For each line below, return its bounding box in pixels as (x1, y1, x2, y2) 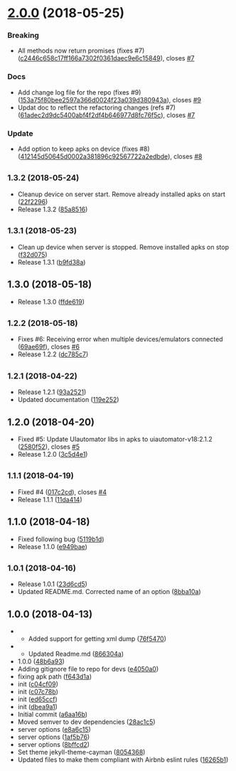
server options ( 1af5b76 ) (17, 733, 90, 741)
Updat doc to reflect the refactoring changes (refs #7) (17, 103, 176, 112)
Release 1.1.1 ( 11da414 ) (17, 495, 83, 504)
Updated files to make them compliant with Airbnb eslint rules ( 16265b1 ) (17, 755, 229, 764)
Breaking (7, 31, 39, 41)
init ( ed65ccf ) (17, 695, 58, 703)
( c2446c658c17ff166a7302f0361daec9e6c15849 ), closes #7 (17, 54, 195, 63)
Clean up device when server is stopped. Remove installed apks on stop (17, 243, 230, 251)
